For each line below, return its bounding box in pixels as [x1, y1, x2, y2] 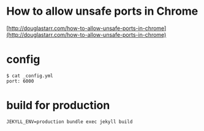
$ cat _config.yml [6, 72, 53, 79]
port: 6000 [6, 78, 34, 84]
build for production [6, 99, 110, 113]
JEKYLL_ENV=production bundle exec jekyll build [6, 118, 133, 125]
